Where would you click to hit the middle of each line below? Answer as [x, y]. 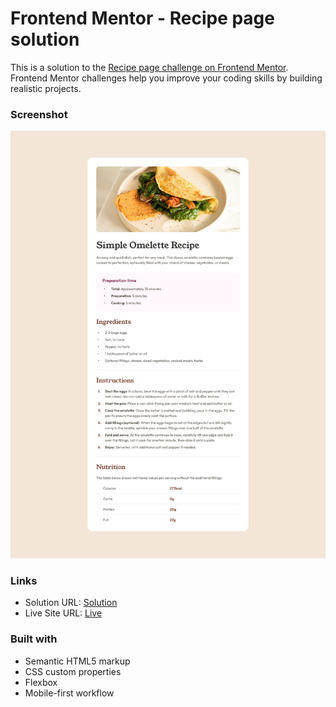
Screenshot [39, 114]
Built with [34, 639]
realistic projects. [46, 88]
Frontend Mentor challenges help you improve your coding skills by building [166, 78]
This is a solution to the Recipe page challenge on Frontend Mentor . [149, 67]
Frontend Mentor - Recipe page [142, 18]
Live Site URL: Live [63, 613]
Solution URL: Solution [71, 603]
